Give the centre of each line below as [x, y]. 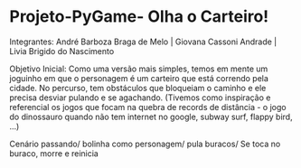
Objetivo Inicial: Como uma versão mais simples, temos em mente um [139, 69]
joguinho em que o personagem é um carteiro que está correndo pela [139, 78]
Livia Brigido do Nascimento [62, 51]
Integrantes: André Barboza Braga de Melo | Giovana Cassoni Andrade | [143, 42]
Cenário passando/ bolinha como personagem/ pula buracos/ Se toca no [145, 144]
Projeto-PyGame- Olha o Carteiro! [139, 17]
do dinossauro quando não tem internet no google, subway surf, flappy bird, [151, 117]
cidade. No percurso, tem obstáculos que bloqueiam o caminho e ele [138, 88]
